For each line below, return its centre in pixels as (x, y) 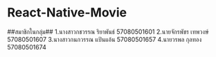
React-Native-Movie (67, 13)
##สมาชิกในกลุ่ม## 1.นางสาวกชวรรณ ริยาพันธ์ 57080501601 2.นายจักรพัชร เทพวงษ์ (108, 32)
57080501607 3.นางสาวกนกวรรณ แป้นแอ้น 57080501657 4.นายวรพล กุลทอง (105, 39)
